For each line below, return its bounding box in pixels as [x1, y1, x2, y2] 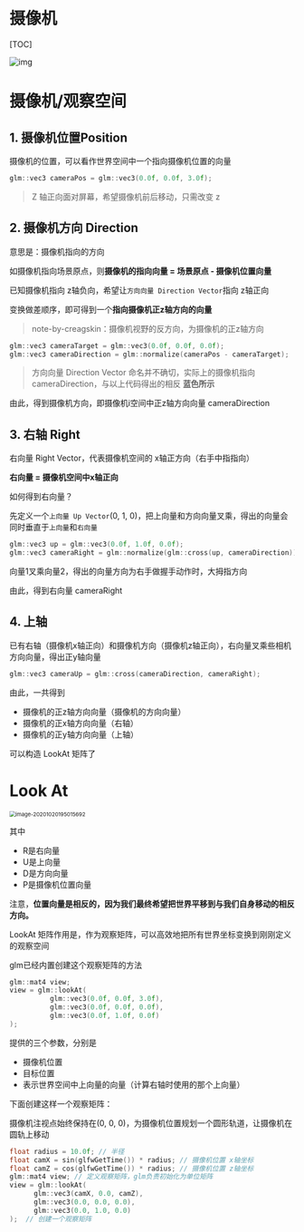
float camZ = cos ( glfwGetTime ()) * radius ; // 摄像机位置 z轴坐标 [9, 1164, 254, 1173]
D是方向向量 [22, 868, 69, 878]
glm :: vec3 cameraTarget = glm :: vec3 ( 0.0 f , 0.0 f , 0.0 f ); [9, 341, 224, 350]
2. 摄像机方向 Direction [9, 220, 138, 236]
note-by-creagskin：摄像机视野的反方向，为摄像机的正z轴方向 [31, 323, 264, 334]
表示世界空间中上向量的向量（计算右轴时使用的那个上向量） [22, 1079, 245, 1090]
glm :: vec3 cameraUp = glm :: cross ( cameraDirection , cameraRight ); [9, 669, 261, 678]
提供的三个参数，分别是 [9, 1037, 97, 1048]
